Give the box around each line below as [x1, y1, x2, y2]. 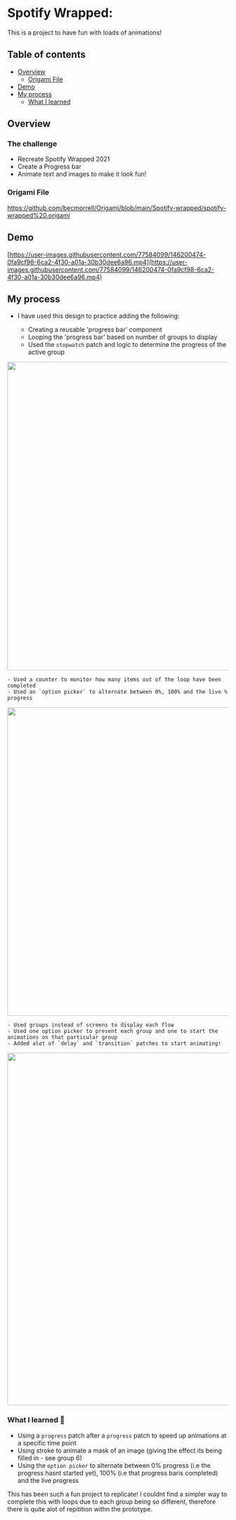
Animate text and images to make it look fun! [17, 170, 147, 178]
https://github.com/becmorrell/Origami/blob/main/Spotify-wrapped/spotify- [7, 203, 226, 212]
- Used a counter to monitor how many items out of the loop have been [7, 676, 221, 683]
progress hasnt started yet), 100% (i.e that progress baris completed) [17, 1469, 218, 1477]
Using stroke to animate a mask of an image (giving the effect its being [17, 1446, 223, 1454]
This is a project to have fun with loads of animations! [7, 28, 162, 37]
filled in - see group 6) [17, 1454, 83, 1462]
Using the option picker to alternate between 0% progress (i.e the [17, 1461, 211, 1469]
